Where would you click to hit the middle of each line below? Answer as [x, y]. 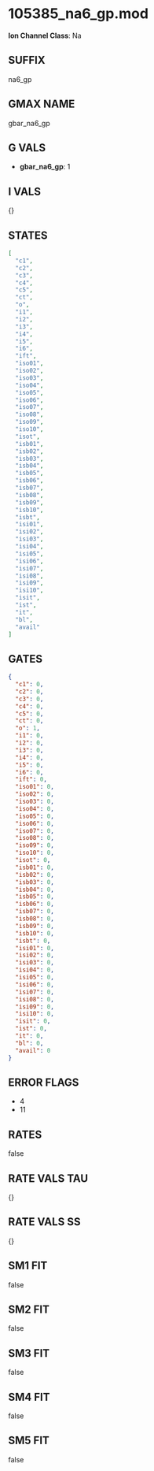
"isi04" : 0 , [35, 970]
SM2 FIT [29, 1310]
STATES [28, 235]
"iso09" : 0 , [35, 845]
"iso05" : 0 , [35, 816]
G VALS [27, 148]
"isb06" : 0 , [35, 904]
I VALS [25, 191]
